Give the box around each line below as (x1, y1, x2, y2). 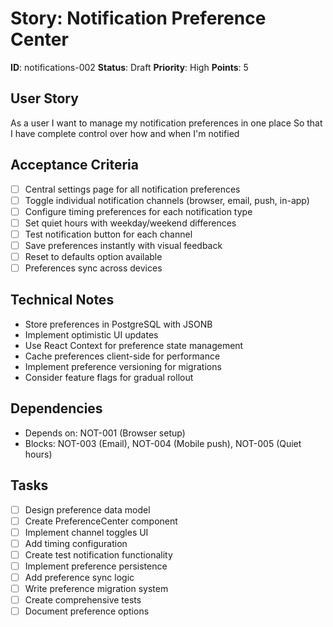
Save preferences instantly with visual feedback (24, 239, 223, 251)
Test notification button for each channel (24, 228, 193, 240)
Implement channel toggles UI (24, 526, 149, 538)
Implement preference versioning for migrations (24, 360, 222, 372)
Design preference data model (24, 503, 151, 516)
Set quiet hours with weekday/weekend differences (24, 217, 237, 229)
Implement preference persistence (24, 560, 168, 572)
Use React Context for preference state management (24, 339, 244, 351)
